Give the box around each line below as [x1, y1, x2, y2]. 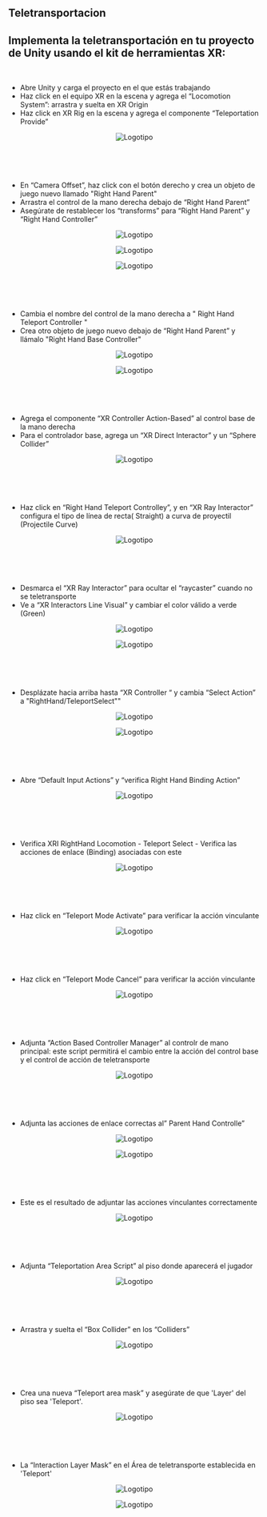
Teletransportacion [8, 6, 106, 20]
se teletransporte [19, 592, 77, 601]
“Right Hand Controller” [19, 215, 98, 224]
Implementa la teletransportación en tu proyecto [8, 34, 254, 47]
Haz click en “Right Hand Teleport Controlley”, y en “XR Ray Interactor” [19, 503, 253, 512]
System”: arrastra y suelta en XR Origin [19, 100, 149, 110]
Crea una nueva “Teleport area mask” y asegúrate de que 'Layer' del [19, 1388, 246, 1398]
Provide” [19, 117, 49, 126]
